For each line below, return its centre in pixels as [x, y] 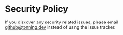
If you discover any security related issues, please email [62, 22]
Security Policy [37, 9]
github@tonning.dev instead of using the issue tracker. [60, 27]
